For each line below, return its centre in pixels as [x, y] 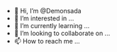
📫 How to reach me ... [47, 41]
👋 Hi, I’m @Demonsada [48, 11]
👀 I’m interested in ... [44, 18]
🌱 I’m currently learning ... [52, 26]
